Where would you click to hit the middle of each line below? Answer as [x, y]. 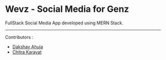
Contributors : [19, 37]
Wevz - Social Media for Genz [67, 9]
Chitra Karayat [27, 52]
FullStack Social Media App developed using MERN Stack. [64, 23]
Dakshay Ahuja [28, 47]
